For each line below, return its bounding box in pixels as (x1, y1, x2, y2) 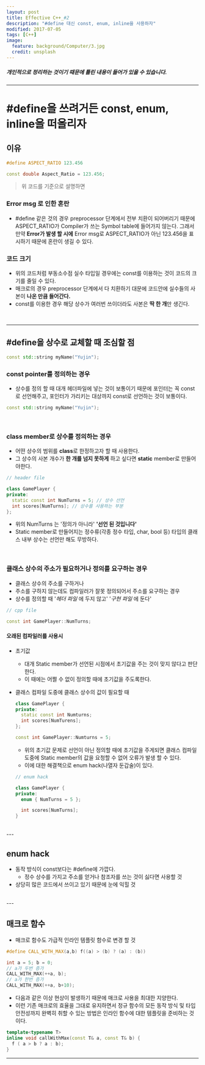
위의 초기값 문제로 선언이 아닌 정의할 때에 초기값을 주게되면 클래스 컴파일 (24, 746, 197, 754)
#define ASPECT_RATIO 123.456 (6, 160, 84, 166)
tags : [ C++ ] (6, 32, 37, 38)
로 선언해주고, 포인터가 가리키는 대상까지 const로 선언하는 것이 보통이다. (15, 393, 187, 400)
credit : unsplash (12, 49, 56, 55)
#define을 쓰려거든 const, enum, (6, 102, 169, 115)
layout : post (6, 9, 40, 15)
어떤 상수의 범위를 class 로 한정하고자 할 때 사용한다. (15, 447, 140, 455)
